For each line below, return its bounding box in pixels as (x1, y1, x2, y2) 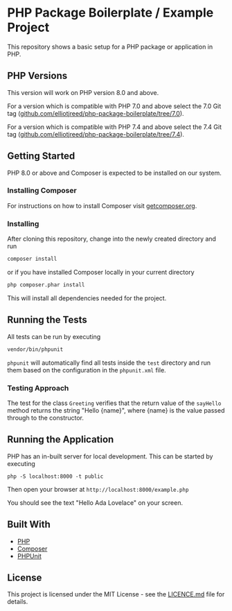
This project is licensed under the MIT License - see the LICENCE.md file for (7, 590, 225, 599)
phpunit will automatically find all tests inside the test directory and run (7, 359, 211, 367)
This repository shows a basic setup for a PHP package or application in (7, 42, 213, 51)
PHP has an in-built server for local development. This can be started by (7, 452, 213, 461)
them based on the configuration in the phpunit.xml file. (7, 365, 166, 374)
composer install (7, 255, 57, 263)
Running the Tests (7, 314, 88, 326)
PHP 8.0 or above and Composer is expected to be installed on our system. (7, 169, 222, 177)
